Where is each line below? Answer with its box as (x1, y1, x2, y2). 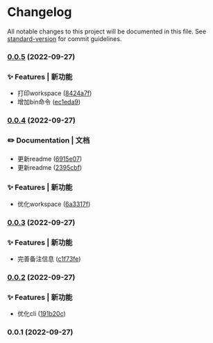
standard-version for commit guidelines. (7, 34, 122, 42)
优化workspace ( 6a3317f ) (17, 200, 91, 208)
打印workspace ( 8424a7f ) (17, 89, 92, 97)
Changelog (7, 4, 72, 20)
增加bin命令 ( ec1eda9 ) (17, 98, 81, 106)
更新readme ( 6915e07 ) (17, 154, 83, 163)
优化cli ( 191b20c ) (17, 310, 66, 318)
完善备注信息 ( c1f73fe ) (17, 255, 81, 263)
